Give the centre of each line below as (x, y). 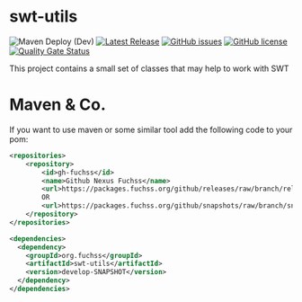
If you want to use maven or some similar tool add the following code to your (151, 129)
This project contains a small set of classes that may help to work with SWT (149, 68)
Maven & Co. (58, 105)
